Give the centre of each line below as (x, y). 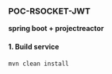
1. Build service (34, 46)
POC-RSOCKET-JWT (50, 11)
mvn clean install (39, 64)
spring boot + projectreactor (56, 29)
